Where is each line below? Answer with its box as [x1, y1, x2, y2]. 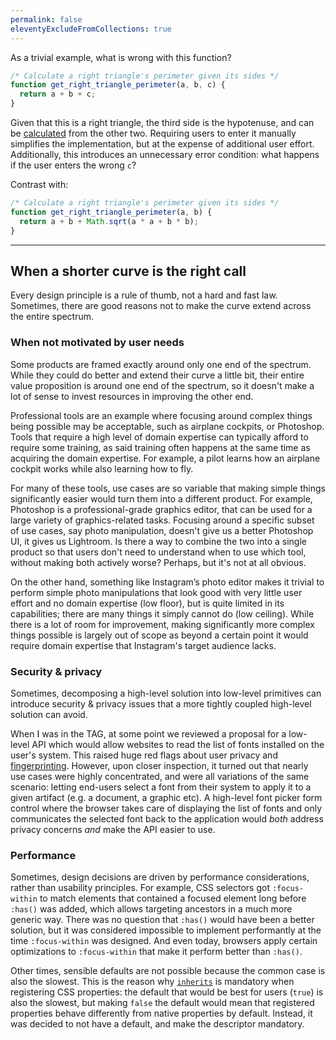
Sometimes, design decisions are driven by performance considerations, [10, 871, 310, 883]
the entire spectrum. [10, 311, 95, 323]
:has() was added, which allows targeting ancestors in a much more [10, 903, 293, 915]
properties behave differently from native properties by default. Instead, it [10, 1007, 313, 1020]
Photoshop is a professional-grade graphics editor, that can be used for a [10, 503, 313, 515]
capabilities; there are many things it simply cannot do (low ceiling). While [10, 607, 315, 620]
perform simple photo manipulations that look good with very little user [10, 586, 303, 598]
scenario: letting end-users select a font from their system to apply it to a [10, 781, 312, 793]
